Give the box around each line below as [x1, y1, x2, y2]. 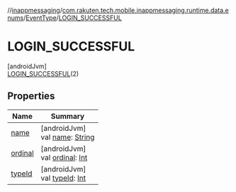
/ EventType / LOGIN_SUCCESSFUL [23, 14, 122, 22]
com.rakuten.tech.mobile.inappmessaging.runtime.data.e [62, 6, 229, 14]
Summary [50, 111, 85, 121]
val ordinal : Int [40, 152, 88, 162]
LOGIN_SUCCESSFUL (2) [7, 69, 79, 78]
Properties [7, 90, 55, 102]
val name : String [40, 132, 95, 142]
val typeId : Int [40, 173, 86, 183]
